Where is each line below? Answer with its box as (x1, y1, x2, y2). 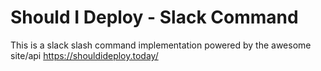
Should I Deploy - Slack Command (10, 6, 299, 29)
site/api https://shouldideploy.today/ (10, 49, 159, 61)
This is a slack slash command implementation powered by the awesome (10, 39, 312, 51)
